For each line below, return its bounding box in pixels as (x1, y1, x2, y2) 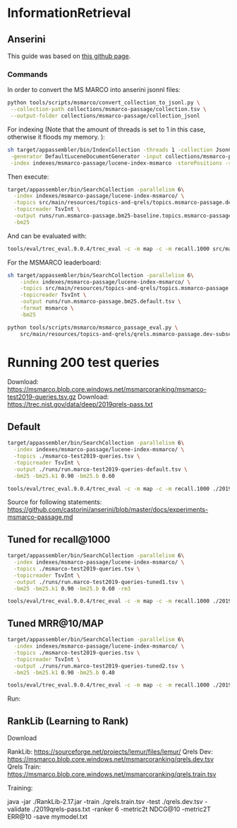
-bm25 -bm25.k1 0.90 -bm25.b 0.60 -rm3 (13, 585, 131, 592)
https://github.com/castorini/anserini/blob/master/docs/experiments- (7, 506, 209, 514)
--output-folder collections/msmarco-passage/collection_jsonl (10, 112, 200, 119)
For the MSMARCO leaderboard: (7, 258, 102, 267)
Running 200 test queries (7, 354, 160, 371)
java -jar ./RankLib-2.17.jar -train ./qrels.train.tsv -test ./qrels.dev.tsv (7, 798, 203, 806)
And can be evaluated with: (7, 231, 87, 240)
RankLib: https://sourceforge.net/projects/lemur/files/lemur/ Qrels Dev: (7, 747, 213, 756)
